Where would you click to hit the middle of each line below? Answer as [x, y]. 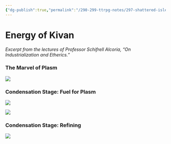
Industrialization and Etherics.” [38, 54]
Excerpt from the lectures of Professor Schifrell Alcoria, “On [68, 49]
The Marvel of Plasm [31, 68]
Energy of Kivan [40, 35]
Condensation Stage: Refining [43, 125]
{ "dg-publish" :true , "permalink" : [41, 10]
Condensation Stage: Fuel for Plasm [51, 92]
